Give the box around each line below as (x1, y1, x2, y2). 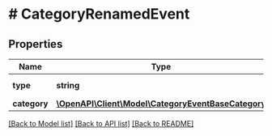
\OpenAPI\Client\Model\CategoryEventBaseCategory (56, 98, 266, 109)
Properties (8, 37, 63, 51)
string (56, 80, 80, 91)
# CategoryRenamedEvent (8, 5, 190, 23)
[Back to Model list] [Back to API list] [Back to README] (8, 119, 194, 128)
